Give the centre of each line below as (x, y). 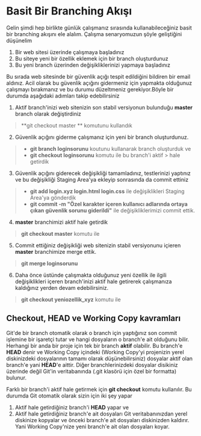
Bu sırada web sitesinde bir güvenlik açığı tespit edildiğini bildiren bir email (98, 76)
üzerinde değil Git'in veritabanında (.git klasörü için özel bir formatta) (91, 371)
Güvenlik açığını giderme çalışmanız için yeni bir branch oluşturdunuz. (102, 137)
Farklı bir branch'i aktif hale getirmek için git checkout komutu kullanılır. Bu (99, 389)
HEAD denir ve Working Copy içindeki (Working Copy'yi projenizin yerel (95, 352)
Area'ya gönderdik (53, 197)
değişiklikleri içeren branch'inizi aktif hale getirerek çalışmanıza (93, 281)
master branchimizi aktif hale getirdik (61, 222)
